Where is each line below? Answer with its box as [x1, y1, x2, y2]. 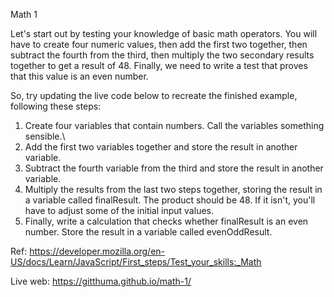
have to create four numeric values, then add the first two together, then [10, 39, 308, 50]
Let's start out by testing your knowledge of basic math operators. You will [10, 28, 318, 39]
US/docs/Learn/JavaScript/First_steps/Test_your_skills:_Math [10, 256, 262, 268]
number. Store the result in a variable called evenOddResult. [24, 226, 273, 238]
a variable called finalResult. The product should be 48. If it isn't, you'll [24, 194, 316, 206]
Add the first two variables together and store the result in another [24, 141, 298, 153]
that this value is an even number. [10, 70, 149, 82]
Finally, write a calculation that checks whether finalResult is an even [24, 215, 309, 227]
